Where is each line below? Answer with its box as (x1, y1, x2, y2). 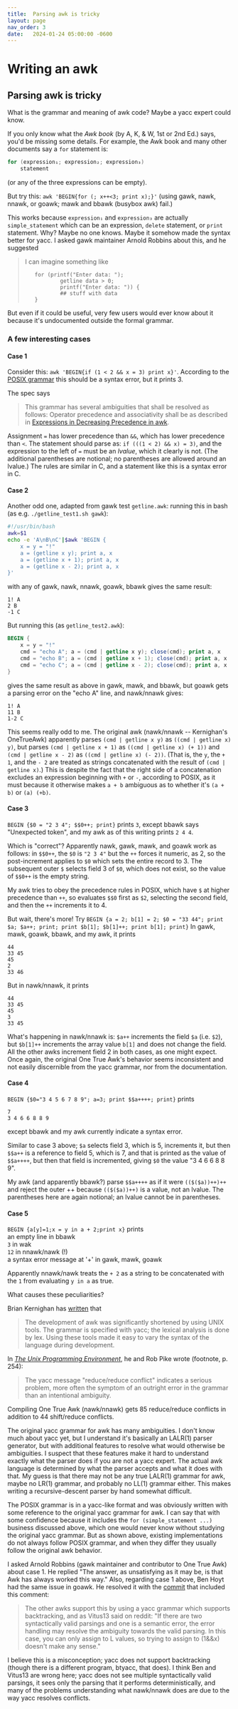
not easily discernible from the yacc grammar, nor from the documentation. (7, 1062, 227, 1071)
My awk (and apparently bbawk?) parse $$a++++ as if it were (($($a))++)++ (7, 1177, 227, 1186)
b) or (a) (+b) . (7, 788, 51, 796)
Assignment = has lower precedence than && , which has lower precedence (7, 432, 225, 441)
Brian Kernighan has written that (7, 1304, 102, 1313)
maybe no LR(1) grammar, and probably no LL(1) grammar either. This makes (7, 1479, 232, 1488)
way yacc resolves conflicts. (7, 1694, 91, 1703)
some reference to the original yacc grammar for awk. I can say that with (7, 1509, 220, 1517)
